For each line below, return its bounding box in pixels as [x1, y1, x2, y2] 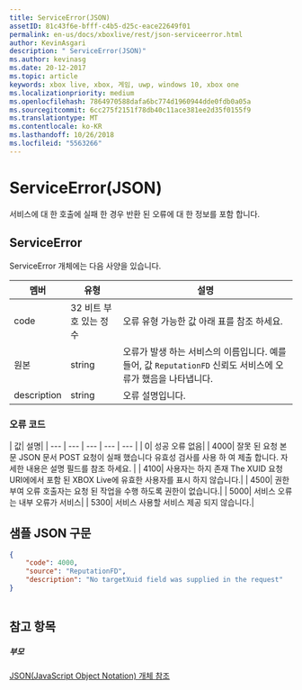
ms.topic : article [9, 72, 78, 81]
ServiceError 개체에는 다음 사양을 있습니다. [9, 260, 162, 271]
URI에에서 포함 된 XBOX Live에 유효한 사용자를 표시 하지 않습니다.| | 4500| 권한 [9, 474, 290, 485]
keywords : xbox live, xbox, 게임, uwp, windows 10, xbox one [9, 80, 240, 89]
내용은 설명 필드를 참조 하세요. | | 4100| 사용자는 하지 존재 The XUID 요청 [25, 463, 283, 474]
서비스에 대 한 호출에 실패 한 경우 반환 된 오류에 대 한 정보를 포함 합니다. [9, 208, 261, 219]
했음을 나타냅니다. [141, 372, 214, 385]
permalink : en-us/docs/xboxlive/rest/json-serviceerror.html [9, 30, 244, 39]
